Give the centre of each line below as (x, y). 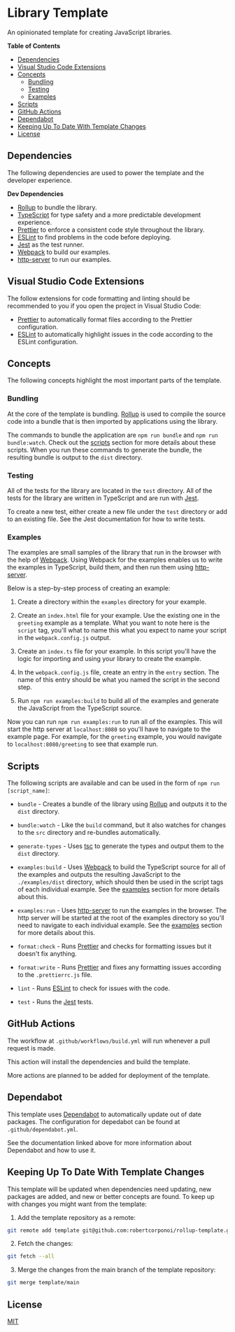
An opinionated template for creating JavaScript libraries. (90, 32)
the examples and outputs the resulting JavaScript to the (99, 875)
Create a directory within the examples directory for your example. (112, 602)
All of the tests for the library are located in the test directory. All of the (110, 490)
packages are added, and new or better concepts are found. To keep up (111, 1196)
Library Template (58, 13)
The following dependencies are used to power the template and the (106, 172)
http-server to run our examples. (64, 259)
